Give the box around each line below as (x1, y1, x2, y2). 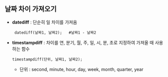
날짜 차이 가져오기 (5, 5, 57, 14)
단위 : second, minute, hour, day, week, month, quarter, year (19, 66, 144, 72)
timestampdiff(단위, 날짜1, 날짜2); (12, 57, 82, 62)
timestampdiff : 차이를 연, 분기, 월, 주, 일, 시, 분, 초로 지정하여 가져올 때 (12, 39, 154, 45)
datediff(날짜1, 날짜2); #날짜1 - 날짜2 (14, 30, 97, 35)
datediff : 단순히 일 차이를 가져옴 (12, 19, 77, 25)
